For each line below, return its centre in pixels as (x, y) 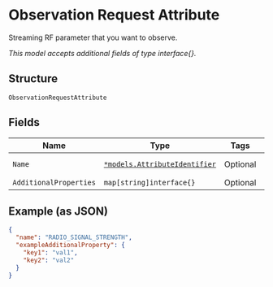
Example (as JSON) (58, 211)
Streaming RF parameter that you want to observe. (93, 37)
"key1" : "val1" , (51, 253)
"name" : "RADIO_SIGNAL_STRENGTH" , (74, 237)
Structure (33, 79)
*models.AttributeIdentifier (160, 164)
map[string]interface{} (149, 182)
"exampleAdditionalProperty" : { (71, 246)
